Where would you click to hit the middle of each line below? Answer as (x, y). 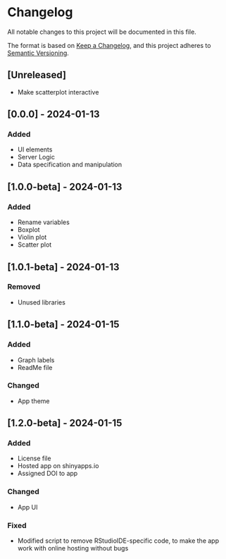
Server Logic (36, 157)
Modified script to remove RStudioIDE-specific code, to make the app (118, 541)
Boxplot (29, 230)
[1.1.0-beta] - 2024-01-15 (63, 325)
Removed (24, 287)
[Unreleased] (37, 75)
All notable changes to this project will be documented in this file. (102, 32)
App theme (33, 401)
